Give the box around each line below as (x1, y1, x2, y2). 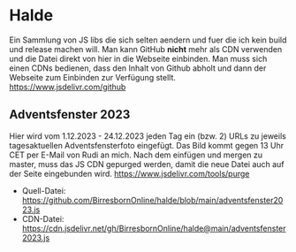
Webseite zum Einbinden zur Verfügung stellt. (9, 72, 177, 82)
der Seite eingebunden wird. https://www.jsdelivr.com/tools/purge (9, 168, 250, 179)
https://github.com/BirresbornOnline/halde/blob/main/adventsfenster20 (21, 195, 284, 205)
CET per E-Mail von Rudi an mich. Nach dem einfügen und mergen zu (9, 149, 263, 160)
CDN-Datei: (21, 213, 65, 224)
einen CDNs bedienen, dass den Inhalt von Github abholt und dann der (9, 63, 267, 73)
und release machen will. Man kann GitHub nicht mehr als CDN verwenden (9, 43, 283, 54)
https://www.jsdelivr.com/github (9, 81, 126, 92)
